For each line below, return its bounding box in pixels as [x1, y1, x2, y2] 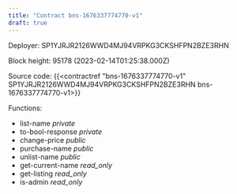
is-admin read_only [19, 177, 83, 186]
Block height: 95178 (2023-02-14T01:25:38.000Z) [8, 56, 170, 65]
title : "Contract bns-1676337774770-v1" [8, 11, 144, 20]
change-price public [19, 135, 87, 144]
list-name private [19, 118, 76, 128]
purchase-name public [19, 144, 94, 153]
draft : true [8, 19, 47, 27]
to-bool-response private [19, 127, 103, 136]
